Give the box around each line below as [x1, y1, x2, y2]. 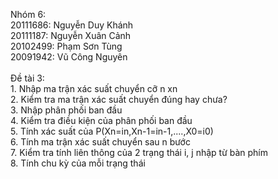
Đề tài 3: [10, 72, 45, 84]
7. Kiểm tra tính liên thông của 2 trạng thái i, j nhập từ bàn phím [10, 147, 269, 158]
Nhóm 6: [10, 9, 47, 20]
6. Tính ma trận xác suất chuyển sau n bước [10, 136, 191, 148]
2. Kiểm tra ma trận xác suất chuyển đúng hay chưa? [10, 94, 228, 105]
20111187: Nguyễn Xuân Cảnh [10, 30, 132, 41]
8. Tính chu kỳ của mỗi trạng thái [10, 157, 146, 169]
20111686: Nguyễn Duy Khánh [10, 19, 134, 31]
